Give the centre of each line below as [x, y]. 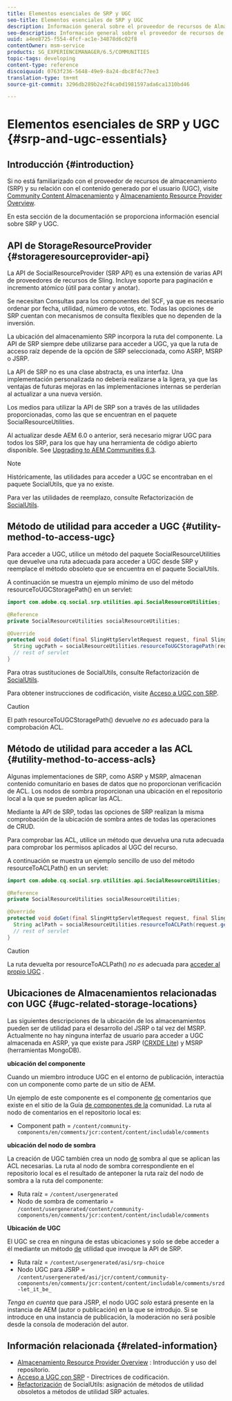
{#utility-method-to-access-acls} [82, 760]
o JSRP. [18, 359]
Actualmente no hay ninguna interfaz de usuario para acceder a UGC [105, 1035]
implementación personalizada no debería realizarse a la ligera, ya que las [113, 379]
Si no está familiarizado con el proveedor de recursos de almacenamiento [112, 181]
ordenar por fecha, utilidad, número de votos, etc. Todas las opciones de [110, 309]
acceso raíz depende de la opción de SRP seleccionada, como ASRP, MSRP [115, 351]
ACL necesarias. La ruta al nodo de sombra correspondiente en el [101, 1165]
